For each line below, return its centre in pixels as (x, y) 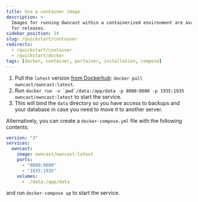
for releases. (29, 28)
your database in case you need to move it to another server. (89, 109)
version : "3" (22, 138)
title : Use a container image (43, 12)
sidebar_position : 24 (33, 34)
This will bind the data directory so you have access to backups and (97, 103)
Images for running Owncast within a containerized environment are (97, 22)
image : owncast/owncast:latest (55, 154)
